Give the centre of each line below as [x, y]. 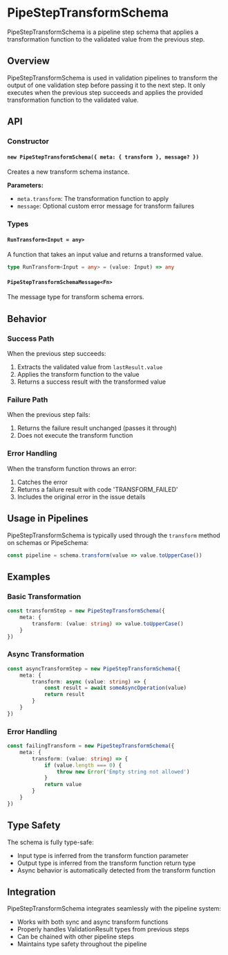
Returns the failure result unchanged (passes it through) [97, 428]
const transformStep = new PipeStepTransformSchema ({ [86, 611]
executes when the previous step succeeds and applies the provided [105, 92]
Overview [29, 61]
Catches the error [42, 482]
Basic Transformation [44, 596]
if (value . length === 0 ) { [83, 765]
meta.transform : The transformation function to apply [93, 199]
